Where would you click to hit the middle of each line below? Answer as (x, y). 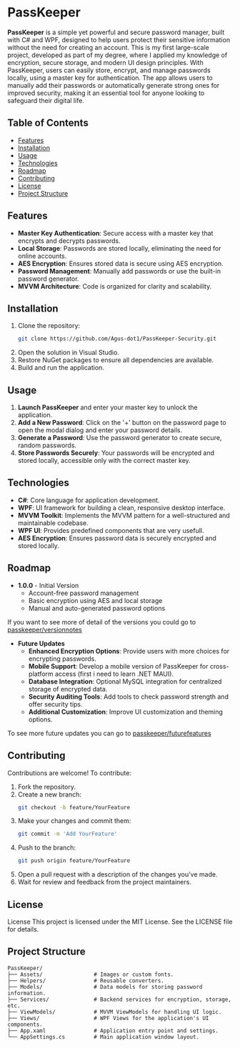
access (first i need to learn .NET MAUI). (114, 674)
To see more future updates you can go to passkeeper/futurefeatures (110, 733)
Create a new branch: (50, 794)
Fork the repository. (47, 787)
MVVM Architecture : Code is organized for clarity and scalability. (115, 286)
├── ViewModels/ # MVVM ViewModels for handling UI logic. (115, 1012)
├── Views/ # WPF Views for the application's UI (108, 1018)
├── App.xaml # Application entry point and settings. (113, 1030)
